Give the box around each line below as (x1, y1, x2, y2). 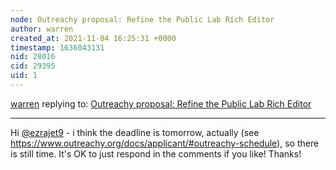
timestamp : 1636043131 (10, 42, 105, 53)
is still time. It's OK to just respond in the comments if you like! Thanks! (10, 147, 302, 160)
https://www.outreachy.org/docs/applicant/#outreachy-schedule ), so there (10, 137, 320, 149)
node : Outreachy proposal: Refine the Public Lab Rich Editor (10, 14, 275, 25)
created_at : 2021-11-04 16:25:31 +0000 (10, 33, 177, 43)
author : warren (10, 24, 74, 34)
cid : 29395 (10, 61, 56, 71)
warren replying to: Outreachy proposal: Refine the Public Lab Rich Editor (10, 97, 312, 110)
